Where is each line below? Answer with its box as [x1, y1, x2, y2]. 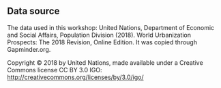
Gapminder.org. [7, 45, 51, 53]
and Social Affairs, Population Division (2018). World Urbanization [7, 31, 191, 39]
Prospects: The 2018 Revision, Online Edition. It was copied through [7, 38, 198, 46]
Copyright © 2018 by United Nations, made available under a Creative [7, 58, 203, 67]
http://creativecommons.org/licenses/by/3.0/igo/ [7, 73, 145, 81]
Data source [7, 5, 60, 17]
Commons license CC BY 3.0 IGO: [7, 65, 102, 74]
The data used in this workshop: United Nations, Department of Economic [7, 23, 215, 31]
